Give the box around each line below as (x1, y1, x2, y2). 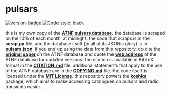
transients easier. (5, 83, 42, 89)
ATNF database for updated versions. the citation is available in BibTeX (5, 56, 154, 62)
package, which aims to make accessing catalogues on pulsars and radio (5, 78, 159, 84)
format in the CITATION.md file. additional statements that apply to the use (5, 62, 162, 68)
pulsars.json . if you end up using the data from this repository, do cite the (5, 46, 161, 52)
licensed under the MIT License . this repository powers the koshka (5, 73, 147, 79)
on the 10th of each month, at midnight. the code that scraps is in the (5, 35, 150, 41)
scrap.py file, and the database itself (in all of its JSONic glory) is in (5, 40, 148, 46)
